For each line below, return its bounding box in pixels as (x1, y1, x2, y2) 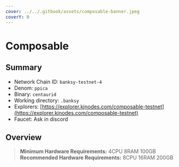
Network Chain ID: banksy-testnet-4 (13, 78, 102, 85)
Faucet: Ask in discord (13, 115, 69, 122)
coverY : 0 (5, 14, 30, 20)
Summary (5, 63, 42, 73)
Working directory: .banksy (13, 97, 80, 104)
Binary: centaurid (13, 90, 57, 97)
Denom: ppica (13, 84, 48, 91)
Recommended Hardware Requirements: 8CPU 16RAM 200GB (19, 154, 174, 161)
